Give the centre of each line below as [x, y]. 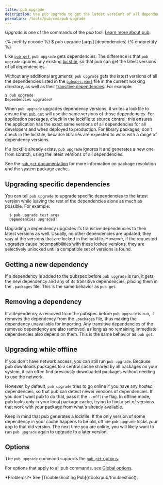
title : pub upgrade [25, 9]
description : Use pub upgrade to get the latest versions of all [72, 14]
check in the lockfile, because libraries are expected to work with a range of [81, 135]
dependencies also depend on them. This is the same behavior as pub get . [80, 334]
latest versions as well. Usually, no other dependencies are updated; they [78, 234]
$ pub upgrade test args [34, 215]
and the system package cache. [37, 169]
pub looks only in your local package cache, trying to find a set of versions [80, 401]
